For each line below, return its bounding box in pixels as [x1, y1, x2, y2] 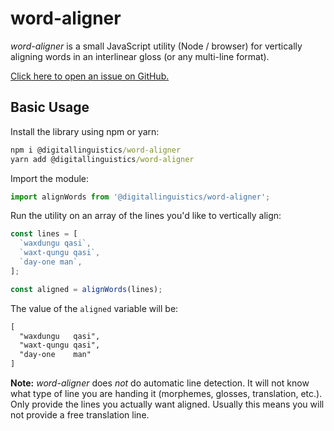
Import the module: [10, 172, 90, 184]
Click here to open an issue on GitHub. [10, 70, 170, 82]
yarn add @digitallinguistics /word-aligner [10, 154, 195, 164]
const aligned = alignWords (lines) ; [10, 284, 163, 294]
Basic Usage [10, 99, 90, 116]
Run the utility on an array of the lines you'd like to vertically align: [10, 210, 282, 222]
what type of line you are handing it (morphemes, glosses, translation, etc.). [10, 388, 323, 399]
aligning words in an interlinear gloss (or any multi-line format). [10, 50, 270, 62]
